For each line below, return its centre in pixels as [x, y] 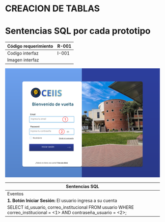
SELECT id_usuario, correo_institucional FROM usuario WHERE [70, 207]
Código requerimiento [30, 46]
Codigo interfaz [23, 53]
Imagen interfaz [23, 60]
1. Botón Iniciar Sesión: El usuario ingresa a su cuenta [62, 200]
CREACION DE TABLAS [53, 9]
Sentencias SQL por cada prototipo [78, 31]
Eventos [15, 194]
